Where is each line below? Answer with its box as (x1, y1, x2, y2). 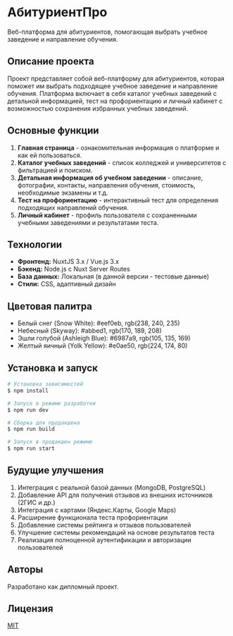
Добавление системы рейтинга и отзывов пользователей (17, 520, 191, 529)
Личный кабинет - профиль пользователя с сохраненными (17, 211, 197, 219)
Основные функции (7, 125, 99, 137)
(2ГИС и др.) (17, 498, 56, 506)
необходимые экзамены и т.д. (17, 188, 108, 197)
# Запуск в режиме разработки (7, 400, 96, 407)
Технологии (7, 238, 62, 250)
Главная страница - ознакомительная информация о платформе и (17, 143, 220, 152)
